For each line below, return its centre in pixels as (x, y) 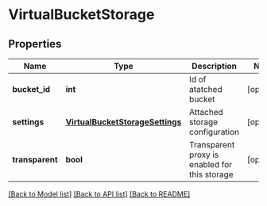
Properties (35, 44)
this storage (211, 174)
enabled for (211, 164)
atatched (206, 89)
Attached (207, 112)
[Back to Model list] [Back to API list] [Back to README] (99, 194)
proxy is (204, 154)
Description (214, 66)
